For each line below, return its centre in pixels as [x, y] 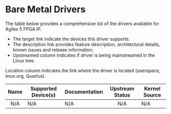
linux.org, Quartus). [25, 76]
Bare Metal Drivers [45, 9]
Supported [44, 88]
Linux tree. [24, 60]
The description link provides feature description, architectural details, [86, 44]
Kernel [152, 88]
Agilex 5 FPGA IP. [23, 29]
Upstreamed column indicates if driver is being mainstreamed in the [84, 55]
